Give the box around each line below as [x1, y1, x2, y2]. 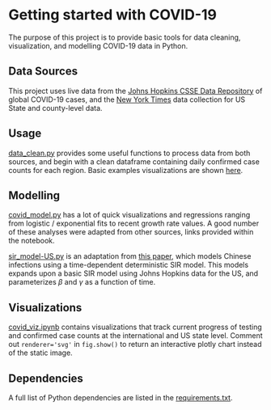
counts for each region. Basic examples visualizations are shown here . [8, 165, 243, 175]
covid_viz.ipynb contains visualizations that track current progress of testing [8, 322, 263, 332]
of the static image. [8, 348, 73, 357]
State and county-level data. [8, 103, 103, 112]
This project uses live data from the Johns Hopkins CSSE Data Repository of [8, 86, 263, 95]
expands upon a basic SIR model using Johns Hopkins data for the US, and [8, 268, 259, 278]
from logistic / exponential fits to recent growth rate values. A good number [8, 218, 260, 228]
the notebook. [8, 236, 55, 246]
